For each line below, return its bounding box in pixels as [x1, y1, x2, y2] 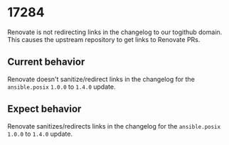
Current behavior [7, 56, 85, 68]
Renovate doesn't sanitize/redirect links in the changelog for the [7, 75, 196, 83]
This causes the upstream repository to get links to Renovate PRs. [7, 35, 201, 43]
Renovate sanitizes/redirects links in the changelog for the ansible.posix [7, 122, 221, 130]
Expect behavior [7, 103, 82, 115]
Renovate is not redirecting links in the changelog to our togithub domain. [7, 28, 223, 36]
